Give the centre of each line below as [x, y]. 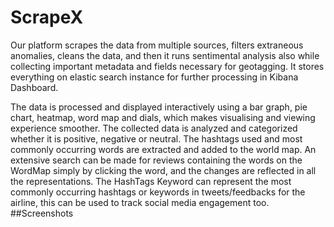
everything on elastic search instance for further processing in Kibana [154, 77]
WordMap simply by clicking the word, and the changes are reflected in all [163, 170]
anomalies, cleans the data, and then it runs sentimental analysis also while [165, 55]
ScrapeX [47, 17]
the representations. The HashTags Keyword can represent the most [151, 181]
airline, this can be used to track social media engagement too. [140, 202]
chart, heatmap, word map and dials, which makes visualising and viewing [163, 117]
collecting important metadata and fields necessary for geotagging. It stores [167, 66]
